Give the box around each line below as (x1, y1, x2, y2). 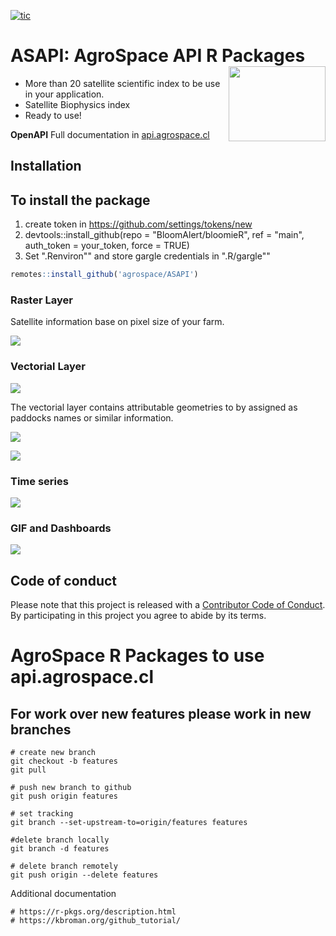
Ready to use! (24, 109, 82, 121)
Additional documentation (10, 888, 117, 900)
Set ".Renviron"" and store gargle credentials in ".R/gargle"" (24, 250, 271, 262)
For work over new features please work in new (10, 705, 312, 722)
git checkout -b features (10, 756, 118, 767)
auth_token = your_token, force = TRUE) (24, 240, 190, 252)
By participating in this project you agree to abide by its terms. (10, 610, 267, 622)
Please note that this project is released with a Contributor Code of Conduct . (10, 599, 326, 611)
